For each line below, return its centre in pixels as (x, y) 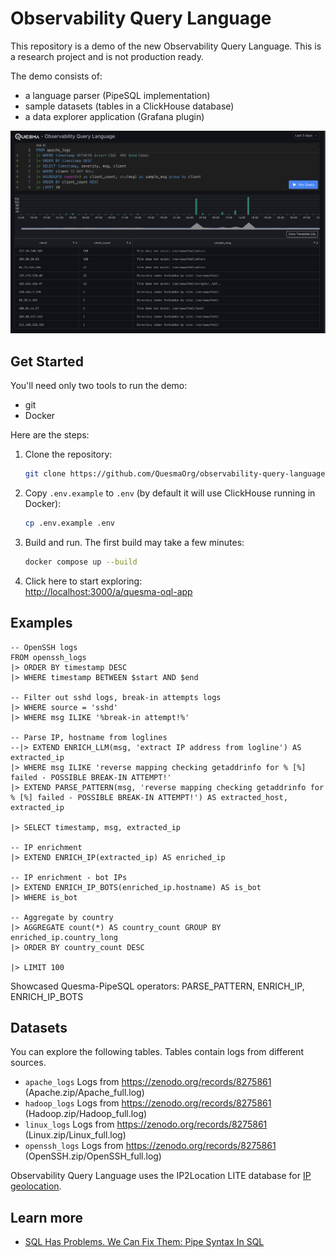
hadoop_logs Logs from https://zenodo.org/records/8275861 (148, 1103)
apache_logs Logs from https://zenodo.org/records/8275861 (148, 1082)
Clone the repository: (68, 454)
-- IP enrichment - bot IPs (69, 877)
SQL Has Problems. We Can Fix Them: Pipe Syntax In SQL (144, 1242)
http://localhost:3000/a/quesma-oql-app (108, 591)
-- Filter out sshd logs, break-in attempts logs (116, 697)
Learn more (47, 1217)
